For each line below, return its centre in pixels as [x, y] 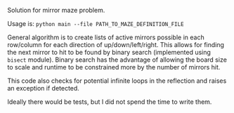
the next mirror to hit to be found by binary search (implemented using [109, 52]
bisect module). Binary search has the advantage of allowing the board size [117, 60]
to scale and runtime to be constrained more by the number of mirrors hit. [114, 67]
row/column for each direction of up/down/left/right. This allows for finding [116, 45]
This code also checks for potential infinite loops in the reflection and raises [117, 81]
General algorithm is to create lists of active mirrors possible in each [106, 37]
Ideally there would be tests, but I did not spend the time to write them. [110, 102]
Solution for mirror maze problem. [56, 10]
